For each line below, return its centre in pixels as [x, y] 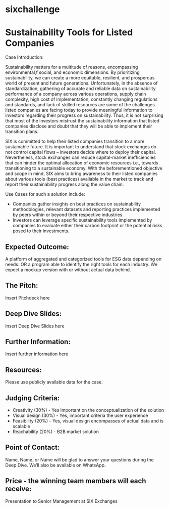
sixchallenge [33, 9]
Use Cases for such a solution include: [45, 194]
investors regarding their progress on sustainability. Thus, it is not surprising [84, 115]
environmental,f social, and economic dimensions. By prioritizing [72, 72]
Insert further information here [37, 354]
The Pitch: [22, 286]
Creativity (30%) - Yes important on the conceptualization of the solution [88, 410]
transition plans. [22, 132]
